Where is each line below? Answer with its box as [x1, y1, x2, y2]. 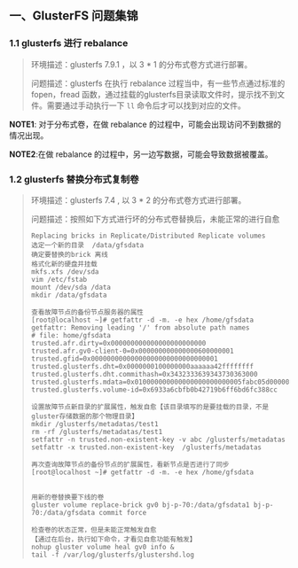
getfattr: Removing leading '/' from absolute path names [30, 323, 250, 332]
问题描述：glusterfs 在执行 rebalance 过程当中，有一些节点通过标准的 [30, 78, 286, 89]
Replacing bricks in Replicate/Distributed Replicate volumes [30, 231, 266, 240]
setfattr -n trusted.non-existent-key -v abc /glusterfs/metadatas [30, 435, 286, 444]
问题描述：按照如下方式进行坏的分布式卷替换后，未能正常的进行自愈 [30, 214, 280, 224]
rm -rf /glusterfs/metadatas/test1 [30, 427, 163, 436]
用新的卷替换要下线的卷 [30, 493, 105, 502]
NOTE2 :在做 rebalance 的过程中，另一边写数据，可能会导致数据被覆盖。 [9, 149, 273, 160]
